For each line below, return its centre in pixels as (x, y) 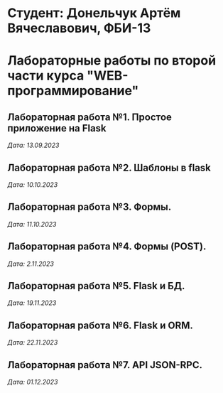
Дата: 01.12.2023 (33, 382)
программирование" (73, 91)
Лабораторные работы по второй (112, 61)
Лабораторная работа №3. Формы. (89, 207)
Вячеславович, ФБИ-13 (79, 28)
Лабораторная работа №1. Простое (90, 117)
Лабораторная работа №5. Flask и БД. (96, 286)
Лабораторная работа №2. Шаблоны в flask (109, 167)
